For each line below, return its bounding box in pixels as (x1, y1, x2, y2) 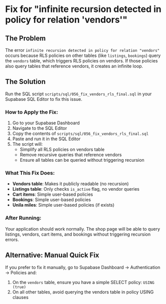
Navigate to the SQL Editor (12, 125, 67, 131)
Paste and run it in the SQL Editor (12, 136, 81, 142)
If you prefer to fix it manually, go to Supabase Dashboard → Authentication (5, 264, 161, 270)
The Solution (5, 77, 46, 86)
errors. (5, 236, 19, 243)
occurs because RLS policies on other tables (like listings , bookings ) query (5, 52, 161, 58)
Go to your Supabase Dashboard (12, 120, 80, 126)
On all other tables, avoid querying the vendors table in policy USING (12, 289, 154, 295)
